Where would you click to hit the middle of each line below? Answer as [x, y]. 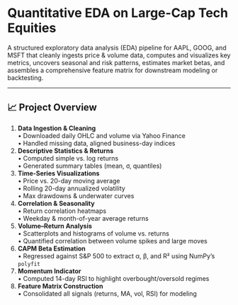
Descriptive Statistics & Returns [66, 151]
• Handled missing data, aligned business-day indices [96, 143]
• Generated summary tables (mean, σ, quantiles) [90, 166]
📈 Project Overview [52, 108]
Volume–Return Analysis [55, 226]
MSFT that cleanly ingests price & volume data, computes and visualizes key [119, 55]
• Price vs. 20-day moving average [69, 180]
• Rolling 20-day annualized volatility [71, 188]
